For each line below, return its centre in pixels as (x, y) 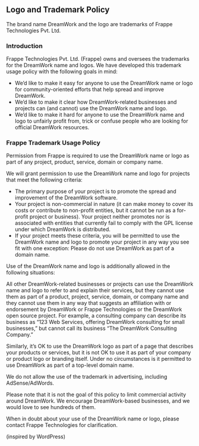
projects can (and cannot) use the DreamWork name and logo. (91, 108)
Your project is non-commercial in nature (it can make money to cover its (104, 204)
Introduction (24, 46)
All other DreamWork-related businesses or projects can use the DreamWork (100, 284)
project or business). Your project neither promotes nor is (100, 217)
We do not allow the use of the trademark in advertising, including (87, 377)
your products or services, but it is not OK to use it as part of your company (99, 353)
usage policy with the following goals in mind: (62, 71)
